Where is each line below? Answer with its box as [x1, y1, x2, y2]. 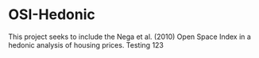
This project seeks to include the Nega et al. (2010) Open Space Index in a [8, 32, 252, 41]
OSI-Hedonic [8, 6, 95, 24]
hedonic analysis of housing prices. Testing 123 [8, 40, 164, 49]
